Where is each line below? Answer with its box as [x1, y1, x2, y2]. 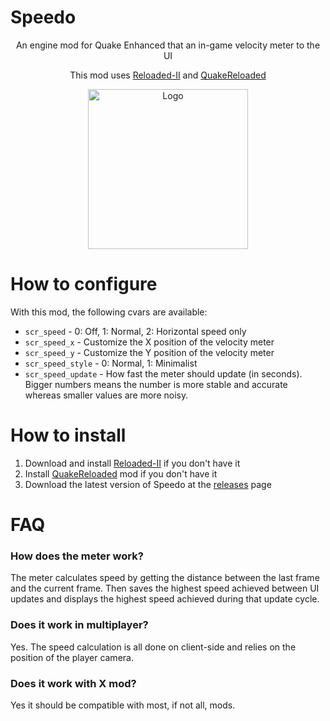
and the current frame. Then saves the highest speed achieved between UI [10, 582, 320, 595]
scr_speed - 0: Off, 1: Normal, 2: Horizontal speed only [24, 325, 247, 337]
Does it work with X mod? [10, 676, 137, 690]
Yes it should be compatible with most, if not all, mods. [10, 699, 236, 711]
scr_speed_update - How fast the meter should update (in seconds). [24, 367, 303, 380]
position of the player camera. [10, 651, 134, 663]
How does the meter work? [10, 549, 144, 563]
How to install [10, 424, 127, 447]
